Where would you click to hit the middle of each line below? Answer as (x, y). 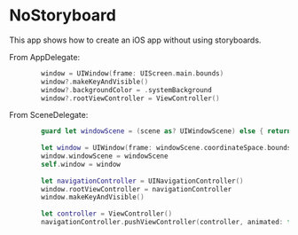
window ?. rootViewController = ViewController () (130, 98)
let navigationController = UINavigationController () (142, 181)
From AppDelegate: (45, 57)
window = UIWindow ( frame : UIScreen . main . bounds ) (133, 73)
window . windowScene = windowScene (105, 156)
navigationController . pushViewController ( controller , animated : (162, 223)
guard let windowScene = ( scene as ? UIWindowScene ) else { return (166, 131)
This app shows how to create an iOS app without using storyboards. (135, 40)
